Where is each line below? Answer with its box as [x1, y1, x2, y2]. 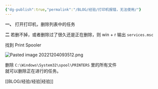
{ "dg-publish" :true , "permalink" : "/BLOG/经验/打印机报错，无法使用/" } [5, 7, 141, 12]
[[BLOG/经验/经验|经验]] [5, 78, 54, 84]
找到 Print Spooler [5, 42, 42, 48]
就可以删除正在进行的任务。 [5, 68, 61, 74]
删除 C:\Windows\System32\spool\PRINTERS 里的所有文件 [5, 62, 117, 67]
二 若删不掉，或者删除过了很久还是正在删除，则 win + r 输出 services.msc [5, 31, 154, 37]
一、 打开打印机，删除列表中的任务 [5, 21, 75, 27]
